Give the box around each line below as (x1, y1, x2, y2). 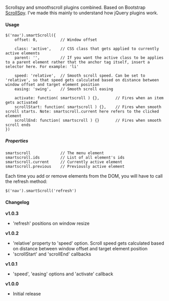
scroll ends (5, 122, 31, 127)
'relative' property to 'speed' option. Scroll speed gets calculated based (12, 240, 164, 246)
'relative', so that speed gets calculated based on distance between (5, 78, 159, 83)
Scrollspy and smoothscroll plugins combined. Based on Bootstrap (5, 5, 146, 10)
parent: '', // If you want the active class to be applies (14, 55, 164, 60)
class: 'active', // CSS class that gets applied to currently (14, 46, 159, 52)
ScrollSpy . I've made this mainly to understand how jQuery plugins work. (5, 10, 159, 16)
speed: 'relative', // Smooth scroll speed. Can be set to (14, 73, 145, 78)
